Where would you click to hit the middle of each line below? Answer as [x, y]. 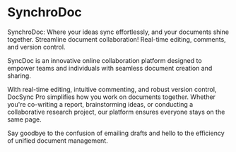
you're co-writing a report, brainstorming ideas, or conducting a [100, 104]
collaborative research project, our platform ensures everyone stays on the [116, 112]
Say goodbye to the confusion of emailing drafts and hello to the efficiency [116, 133]
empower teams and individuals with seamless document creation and [110, 68]
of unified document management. [58, 140]
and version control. [36, 47]
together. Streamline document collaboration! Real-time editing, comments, [117, 39]
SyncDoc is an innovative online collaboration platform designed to [105, 60]
